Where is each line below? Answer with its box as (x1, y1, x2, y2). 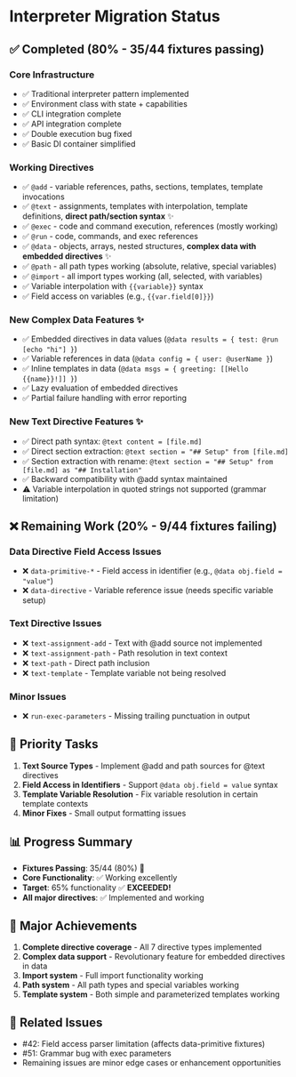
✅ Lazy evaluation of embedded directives (21, 382, 179, 393)
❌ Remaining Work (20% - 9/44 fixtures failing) (9, 518, 277, 534)
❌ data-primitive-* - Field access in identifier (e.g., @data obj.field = (21, 566, 283, 576)
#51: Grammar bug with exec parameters (21, 1048, 172, 1059)
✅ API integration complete (21, 118, 122, 129)
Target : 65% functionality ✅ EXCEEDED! (21, 882, 172, 893)
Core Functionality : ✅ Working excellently (21, 872, 178, 882)
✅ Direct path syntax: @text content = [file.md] (21, 436, 203, 446)
